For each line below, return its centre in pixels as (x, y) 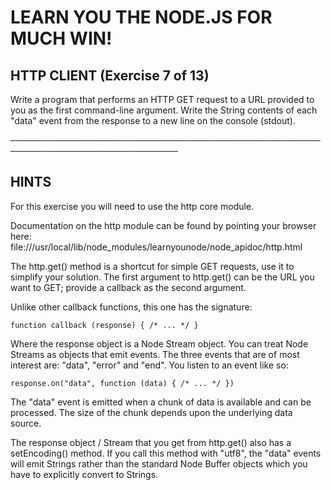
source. (26, 423)
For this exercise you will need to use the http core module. (132, 206)
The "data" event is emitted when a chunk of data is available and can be (161, 402)
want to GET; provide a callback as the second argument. (128, 287)
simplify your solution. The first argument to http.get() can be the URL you (162, 277)
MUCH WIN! (61, 38)
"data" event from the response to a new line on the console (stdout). (153, 120)
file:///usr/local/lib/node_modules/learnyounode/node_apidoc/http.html (156, 247)
